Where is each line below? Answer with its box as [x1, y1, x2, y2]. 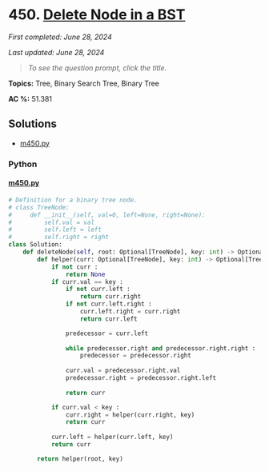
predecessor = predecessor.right [79, 352, 192, 360]
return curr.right [79, 293, 142, 301]
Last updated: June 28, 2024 [8, 47, 105, 57]
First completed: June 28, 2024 [8, 32, 112, 42]
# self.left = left [8, 226, 102, 234]
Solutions [8, 118, 58, 131]
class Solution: [8, 241, 62, 249]
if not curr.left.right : [65, 300, 152, 309]
